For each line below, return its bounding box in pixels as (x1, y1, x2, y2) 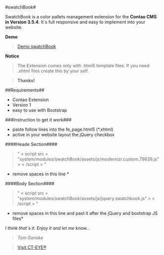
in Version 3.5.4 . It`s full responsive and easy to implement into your (5, 19, 146, 25)
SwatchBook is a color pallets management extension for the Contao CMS (5, 14, 157, 19)
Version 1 (12, 102, 31, 108)
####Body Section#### (5, 181, 55, 186)
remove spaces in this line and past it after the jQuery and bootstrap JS (12, 210, 158, 216)
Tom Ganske (17, 235, 44, 241)
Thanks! (17, 78, 35, 83)
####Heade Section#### (5, 141, 57, 147)
